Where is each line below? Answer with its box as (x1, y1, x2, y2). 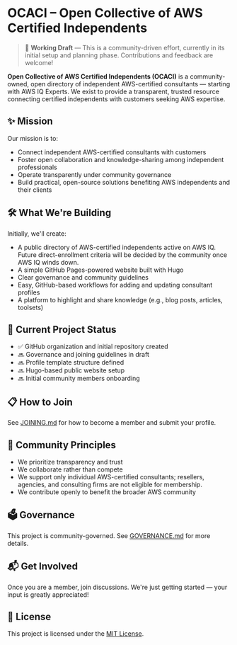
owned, (7, 79, 30, 88)
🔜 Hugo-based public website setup (17, 366, 125, 375)
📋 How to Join (7, 396, 73, 408)
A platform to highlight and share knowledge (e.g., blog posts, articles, (17, 295, 223, 304)
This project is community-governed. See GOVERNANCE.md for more (7, 531, 211, 540)
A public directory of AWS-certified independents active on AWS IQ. (17, 243, 216, 251)
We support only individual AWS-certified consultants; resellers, (17, 473, 205, 481)
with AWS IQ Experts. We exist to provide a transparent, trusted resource (7, 87, 219, 96)
